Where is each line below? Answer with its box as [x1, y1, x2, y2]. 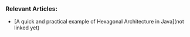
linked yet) [13, 24, 40, 31]
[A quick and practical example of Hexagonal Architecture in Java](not [13, 18, 184, 25]
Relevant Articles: [5, 5, 58, 13]
